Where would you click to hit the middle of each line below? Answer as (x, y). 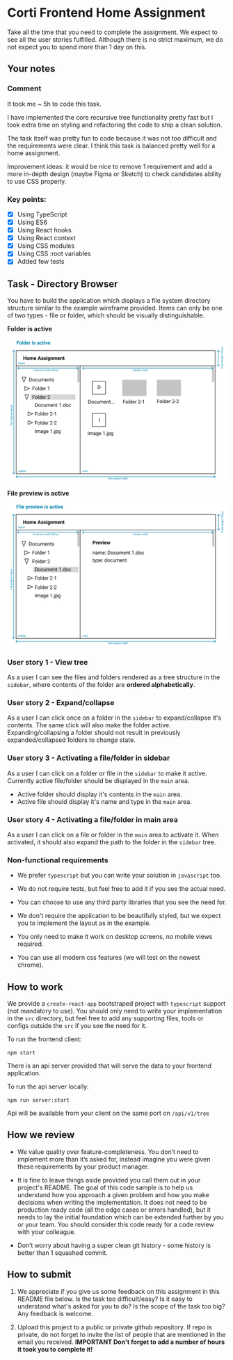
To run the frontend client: (45, 1039)
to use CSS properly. (37, 181)
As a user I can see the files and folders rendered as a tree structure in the (114, 677)
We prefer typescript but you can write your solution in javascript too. (119, 876)
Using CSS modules (46, 246)
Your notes (31, 69)
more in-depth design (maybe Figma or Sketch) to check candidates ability (114, 174)
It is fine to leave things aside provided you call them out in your (109, 1180)
